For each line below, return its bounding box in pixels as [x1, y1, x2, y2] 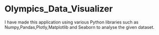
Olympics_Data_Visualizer [4, 3, 113, 14]
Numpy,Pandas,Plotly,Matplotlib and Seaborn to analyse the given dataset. [4, 24, 155, 30]
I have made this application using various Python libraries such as [4, 19, 139, 25]
